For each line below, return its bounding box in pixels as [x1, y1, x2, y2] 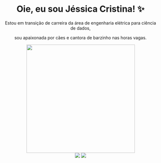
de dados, [70, 25, 91, 31]
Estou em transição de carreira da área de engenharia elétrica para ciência [4, 20, 157, 26]
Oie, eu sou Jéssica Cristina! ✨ [16, 3, 145, 15]
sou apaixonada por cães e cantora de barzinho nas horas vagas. [14, 34, 147, 40]
